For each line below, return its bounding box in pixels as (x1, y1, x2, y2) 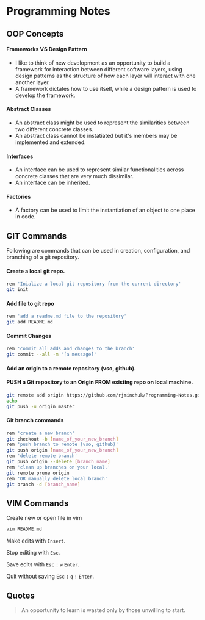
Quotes (6, 590, 35, 600)
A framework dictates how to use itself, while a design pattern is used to (15, 85, 197, 92)
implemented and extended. (15, 139, 87, 146)
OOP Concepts (6, 29, 64, 39)
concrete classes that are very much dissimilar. (15, 173, 134, 180)
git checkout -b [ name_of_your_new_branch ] (6, 436, 119, 442)
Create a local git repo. (6, 267, 65, 275)
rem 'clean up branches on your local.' (6, 464, 111, 470)
